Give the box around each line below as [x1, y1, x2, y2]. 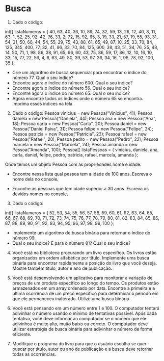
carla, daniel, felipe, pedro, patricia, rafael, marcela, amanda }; [12, 152, 138, 157]
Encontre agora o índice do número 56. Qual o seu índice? [12, 85, 130, 91]
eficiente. [12, 331, 31, 337]
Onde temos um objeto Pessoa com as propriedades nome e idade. [5, 161, 141, 167]
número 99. [12, 235, 36, 241]
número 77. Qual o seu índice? [12, 75, 74, 80]
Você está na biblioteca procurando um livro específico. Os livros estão [12, 250, 157, 256]
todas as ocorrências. [12, 351, 56, 357]
